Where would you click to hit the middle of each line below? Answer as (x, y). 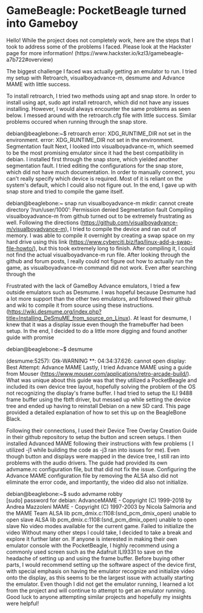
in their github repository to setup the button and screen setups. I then (94, 437)
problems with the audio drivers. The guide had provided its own (87, 463)
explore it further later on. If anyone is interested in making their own (92, 539)
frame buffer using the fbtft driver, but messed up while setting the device (98, 399)
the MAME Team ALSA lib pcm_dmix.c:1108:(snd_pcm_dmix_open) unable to (101, 513)
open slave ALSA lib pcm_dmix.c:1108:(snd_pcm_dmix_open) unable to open (101, 520)
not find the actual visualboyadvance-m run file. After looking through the (98, 255)
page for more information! (40, 53)
